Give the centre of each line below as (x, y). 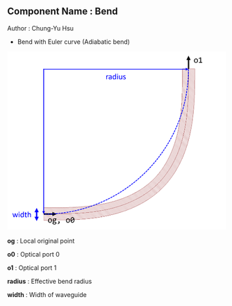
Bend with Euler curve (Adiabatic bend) (74, 42)
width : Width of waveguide (47, 294)
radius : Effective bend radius (50, 281)
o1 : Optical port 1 (32, 268)
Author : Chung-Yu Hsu (41, 28)
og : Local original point (41, 241)
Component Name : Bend (63, 11)
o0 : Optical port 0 (34, 254)
